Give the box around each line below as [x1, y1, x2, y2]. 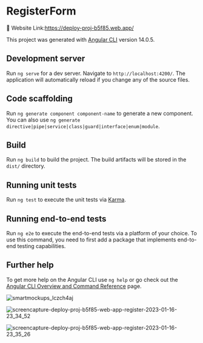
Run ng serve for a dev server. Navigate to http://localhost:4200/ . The [6, 70, 186, 77]
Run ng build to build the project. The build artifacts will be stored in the [6, 156, 187, 163]
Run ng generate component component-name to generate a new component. [6, 109, 194, 117]
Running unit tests [6, 180, 77, 190]
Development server [6, 53, 85, 64]
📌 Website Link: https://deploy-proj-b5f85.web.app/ [6, 24, 135, 31]
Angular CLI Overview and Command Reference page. [6, 283, 142, 290]
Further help [6, 260, 55, 270]
